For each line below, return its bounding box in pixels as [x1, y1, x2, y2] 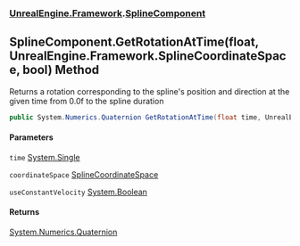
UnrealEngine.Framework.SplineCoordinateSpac [9, 48, 287, 64]
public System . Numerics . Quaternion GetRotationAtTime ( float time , [9, 112, 262, 122]
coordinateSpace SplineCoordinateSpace [9, 168, 159, 180]
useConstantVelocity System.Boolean [9, 186, 147, 197]
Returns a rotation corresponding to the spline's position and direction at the [9, 86, 290, 96]
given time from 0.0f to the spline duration [9, 95, 164, 106]
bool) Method [21, 62, 100, 78]
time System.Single [9, 152, 80, 162]
